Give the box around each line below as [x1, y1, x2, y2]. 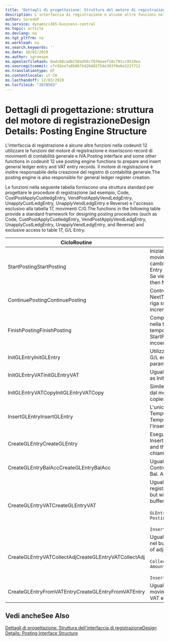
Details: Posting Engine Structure [5, 125, 147, 137]
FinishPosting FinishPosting [8, 327, 72, 334]
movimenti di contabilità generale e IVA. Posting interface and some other [5, 153, 157, 159]
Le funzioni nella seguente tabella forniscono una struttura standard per [5, 184, 154, 190]
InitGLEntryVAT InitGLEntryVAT [8, 371, 79, 378]
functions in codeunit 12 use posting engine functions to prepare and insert [5, 158, 161, 164]
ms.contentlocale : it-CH [5, 73, 57, 78]
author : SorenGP [5, 17, 39, 22]
